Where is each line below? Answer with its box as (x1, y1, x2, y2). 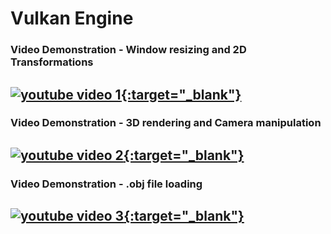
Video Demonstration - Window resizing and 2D (10, 43, 247, 57)
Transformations (10, 55, 94, 69)
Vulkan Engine (10, 7, 134, 30)
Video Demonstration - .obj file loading (10, 177, 203, 191)
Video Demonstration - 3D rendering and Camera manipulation (10, 116, 322, 130)
